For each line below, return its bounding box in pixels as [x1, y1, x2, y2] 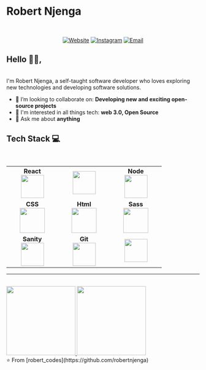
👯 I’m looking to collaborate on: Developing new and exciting [15, 95, 170, 102]
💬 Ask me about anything [15, 115, 81, 122]
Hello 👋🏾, [6, 54, 42, 65]
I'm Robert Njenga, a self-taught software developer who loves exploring [6, 77, 190, 84]
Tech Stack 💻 [6, 134, 61, 144]
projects [34, 102, 57, 109]
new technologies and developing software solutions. [6, 83, 142, 91]
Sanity [22, 234, 42, 243]
